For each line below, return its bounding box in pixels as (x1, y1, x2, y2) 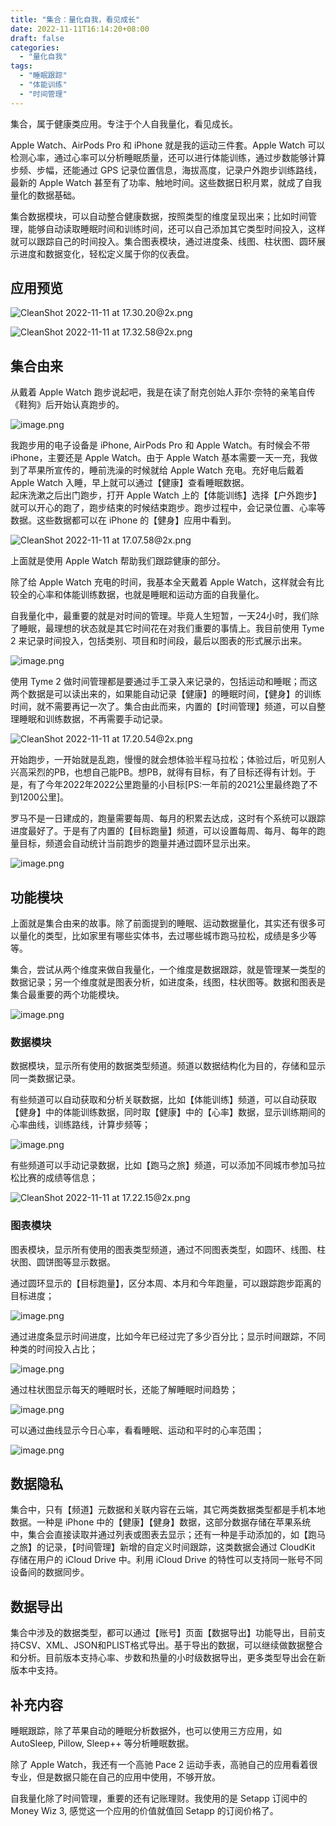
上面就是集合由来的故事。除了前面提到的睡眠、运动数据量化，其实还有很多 (10, 917, 317, 930)
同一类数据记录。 (10, 1072, 81, 1085)
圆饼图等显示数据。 (36, 1256, 116, 1268)
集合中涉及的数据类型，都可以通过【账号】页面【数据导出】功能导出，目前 (10, 1627, 317, 1639)
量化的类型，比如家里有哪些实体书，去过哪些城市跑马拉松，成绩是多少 (18, 930, 308, 942)
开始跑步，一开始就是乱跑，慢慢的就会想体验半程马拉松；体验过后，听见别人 (10, 754, 326, 766)
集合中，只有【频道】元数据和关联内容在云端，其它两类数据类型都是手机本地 (10, 1504, 326, 1516)
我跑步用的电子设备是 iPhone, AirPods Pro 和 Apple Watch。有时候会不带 (10, 439, 311, 451)
